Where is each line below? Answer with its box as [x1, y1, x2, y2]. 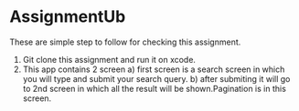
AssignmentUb [9, 6, 126, 27]
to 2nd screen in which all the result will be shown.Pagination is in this [22, 83, 286, 94]
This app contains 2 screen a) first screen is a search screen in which [22, 64, 285, 75]
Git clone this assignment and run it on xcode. [22, 54, 197, 65]
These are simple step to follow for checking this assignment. [9, 36, 241, 47]
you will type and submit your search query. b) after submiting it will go [22, 73, 291, 84]
